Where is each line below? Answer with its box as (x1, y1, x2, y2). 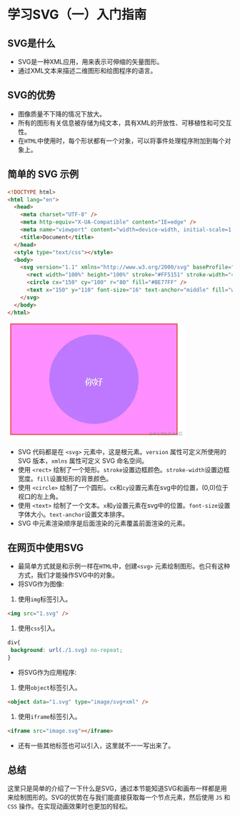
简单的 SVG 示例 (7, 169, 79, 181)
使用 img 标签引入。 (17, 595, 72, 603)
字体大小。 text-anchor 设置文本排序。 (17, 510, 129, 518)
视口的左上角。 (17, 492, 62, 501)
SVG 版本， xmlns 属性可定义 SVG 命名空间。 (17, 456, 149, 465)
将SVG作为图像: (17, 580, 64, 588)
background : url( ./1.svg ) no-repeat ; (10, 647, 123, 654)
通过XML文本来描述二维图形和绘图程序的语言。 (17, 66, 157, 75)
